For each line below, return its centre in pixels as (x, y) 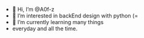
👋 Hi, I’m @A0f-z (33, 9)
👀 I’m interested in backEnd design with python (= (75, 16)
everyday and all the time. (45, 28)
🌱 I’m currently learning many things (58, 22)
